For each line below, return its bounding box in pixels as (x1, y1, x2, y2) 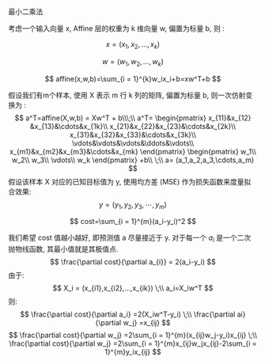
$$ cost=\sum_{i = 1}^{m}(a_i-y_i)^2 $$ (70, 217, 196, 226)
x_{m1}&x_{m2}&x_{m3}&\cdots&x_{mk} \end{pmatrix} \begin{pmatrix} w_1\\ (9, 146, 257, 156)
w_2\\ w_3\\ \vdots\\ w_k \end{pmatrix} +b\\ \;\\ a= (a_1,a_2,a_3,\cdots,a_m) (11, 155, 255, 165)
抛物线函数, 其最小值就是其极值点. (8, 245, 119, 254)
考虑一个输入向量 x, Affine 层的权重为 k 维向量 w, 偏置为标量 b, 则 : (8, 24, 225, 33)
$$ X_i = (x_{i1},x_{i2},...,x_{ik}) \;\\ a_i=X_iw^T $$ (52, 283, 214, 293)
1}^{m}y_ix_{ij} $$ (104, 347, 162, 357)
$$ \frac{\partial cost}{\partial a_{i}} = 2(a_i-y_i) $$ (50, 257, 216, 267)
